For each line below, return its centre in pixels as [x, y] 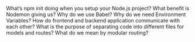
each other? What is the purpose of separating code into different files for [95, 26]
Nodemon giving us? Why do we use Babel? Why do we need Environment [96, 14]
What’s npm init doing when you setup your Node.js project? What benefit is [98, 8]
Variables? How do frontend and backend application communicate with [93, 20]
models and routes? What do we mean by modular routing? [77, 33]
